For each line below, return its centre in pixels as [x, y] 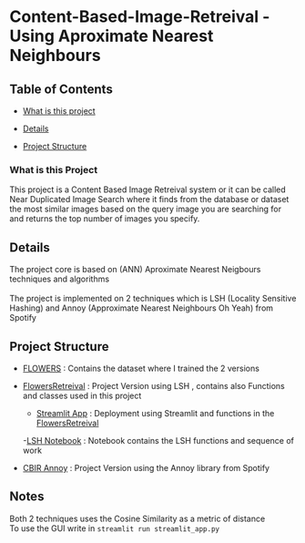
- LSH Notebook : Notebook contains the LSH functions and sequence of [158, 440]
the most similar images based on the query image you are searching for [146, 209]
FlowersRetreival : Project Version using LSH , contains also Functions [153, 385]
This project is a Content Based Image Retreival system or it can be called [148, 190]
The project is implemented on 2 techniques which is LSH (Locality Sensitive [153, 299]
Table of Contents [61, 89]
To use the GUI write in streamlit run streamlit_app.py [115, 528]
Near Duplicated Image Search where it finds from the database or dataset [149, 200]
